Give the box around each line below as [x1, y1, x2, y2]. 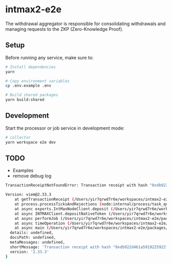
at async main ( [14, 226, 50, 231]
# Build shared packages [5, 92, 58, 98]
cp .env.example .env [5, 83, 52, 88]
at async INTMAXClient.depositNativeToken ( [14, 211, 111, 216]
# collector [5, 135, 31, 140]
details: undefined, [10, 230, 54, 235]
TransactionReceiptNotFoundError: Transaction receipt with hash [5, 183, 147, 188]
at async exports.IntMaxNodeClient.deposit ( [14, 206, 114, 211]
